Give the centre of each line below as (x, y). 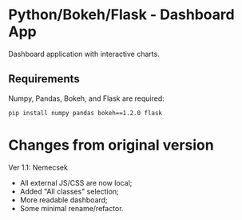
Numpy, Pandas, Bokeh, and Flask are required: (87, 98)
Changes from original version (111, 145)
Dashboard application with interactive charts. (84, 54)
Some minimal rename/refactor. (71, 208)
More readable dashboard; (63, 200)
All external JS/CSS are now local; (76, 182)
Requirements (44, 79)
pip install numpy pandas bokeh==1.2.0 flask (85, 113)
